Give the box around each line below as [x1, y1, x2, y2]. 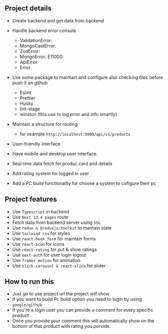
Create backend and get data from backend [12, 17, 104, 23]
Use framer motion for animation [12, 257, 81, 263]
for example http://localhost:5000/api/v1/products [19, 131, 131, 137]
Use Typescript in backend [12, 208, 69, 214]
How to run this [5, 277, 54, 286]
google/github [12, 302, 42, 308]
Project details [5, 4, 52, 13]
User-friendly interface [12, 141, 61, 147]
